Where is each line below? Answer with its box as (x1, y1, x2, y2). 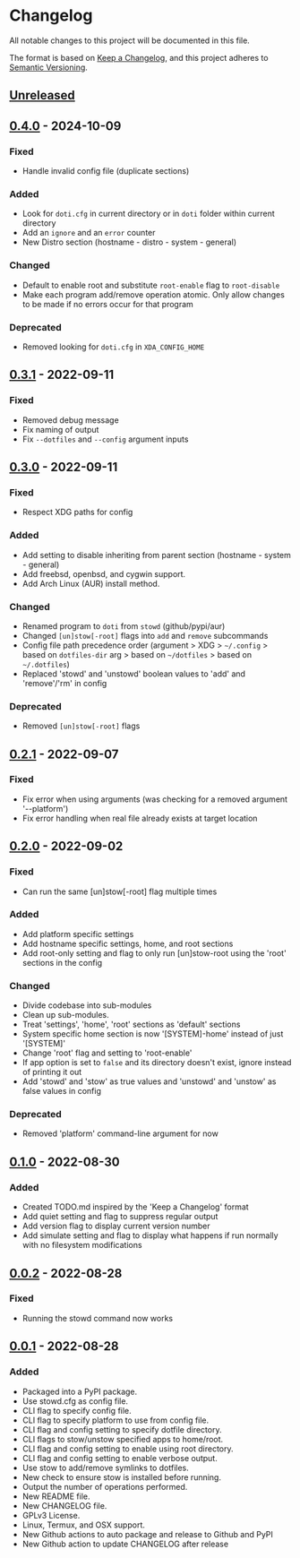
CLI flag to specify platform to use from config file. (21, 1415, 210, 1425)
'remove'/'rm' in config (21, 677, 107, 688)
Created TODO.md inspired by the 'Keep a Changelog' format (21, 1201, 249, 1212)
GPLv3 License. (21, 1510, 81, 1520)
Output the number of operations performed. (21, 1481, 188, 1492)
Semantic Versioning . (9, 62, 88, 73)
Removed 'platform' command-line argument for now (21, 1128, 219, 1139)
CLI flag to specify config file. (21, 1405, 132, 1416)
